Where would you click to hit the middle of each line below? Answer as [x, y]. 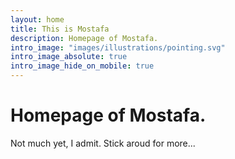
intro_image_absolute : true [69, 57]
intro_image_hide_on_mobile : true [82, 66]
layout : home [37, 19]
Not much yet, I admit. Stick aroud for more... [103, 143]
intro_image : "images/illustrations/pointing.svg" [118, 47]
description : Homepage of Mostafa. [84, 38]
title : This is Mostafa [60, 29]
